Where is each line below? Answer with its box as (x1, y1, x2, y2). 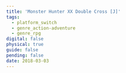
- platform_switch (11, 19, 58, 25)
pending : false (6, 52, 44, 58)
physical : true (6, 42, 44, 48)
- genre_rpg (11, 31, 42, 36)
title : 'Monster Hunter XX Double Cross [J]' (6, 8, 121, 15)
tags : (6, 14, 20, 20)
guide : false (6, 47, 39, 53)
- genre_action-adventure (11, 25, 76, 31)
